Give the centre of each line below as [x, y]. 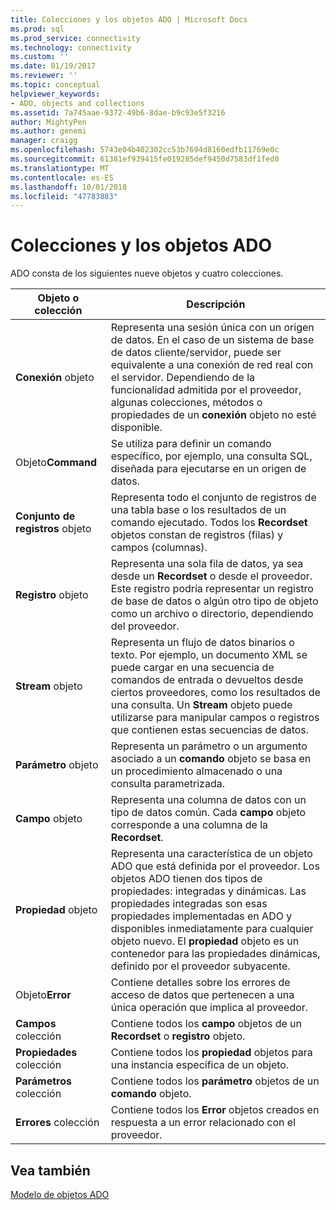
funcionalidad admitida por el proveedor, [206, 390]
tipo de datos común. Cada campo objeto [208, 813]
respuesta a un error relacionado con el [203, 1123]
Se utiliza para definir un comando [191, 444]
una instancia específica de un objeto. [200, 1065]
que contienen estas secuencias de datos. [210, 730]
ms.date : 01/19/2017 [53, 66]
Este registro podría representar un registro [212, 589]
